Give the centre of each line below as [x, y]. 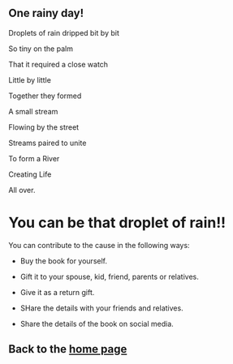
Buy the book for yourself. [64, 261]
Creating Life [30, 174]
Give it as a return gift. [57, 292]
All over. [22, 190]
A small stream [33, 111]
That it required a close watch [58, 64]
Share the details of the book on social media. [97, 323]
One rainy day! [46, 13]
